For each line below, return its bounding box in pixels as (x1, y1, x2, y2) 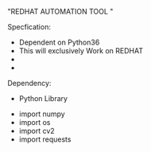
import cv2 (18, 127, 55, 135)
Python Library (18, 94, 68, 103)
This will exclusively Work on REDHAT (18, 46, 144, 55)
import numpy (18, 109, 65, 119)
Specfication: (7, 22, 51, 31)
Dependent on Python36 (18, 37, 100, 47)
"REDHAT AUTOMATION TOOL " (7, 7, 114, 16)
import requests (18, 134, 72, 144)
